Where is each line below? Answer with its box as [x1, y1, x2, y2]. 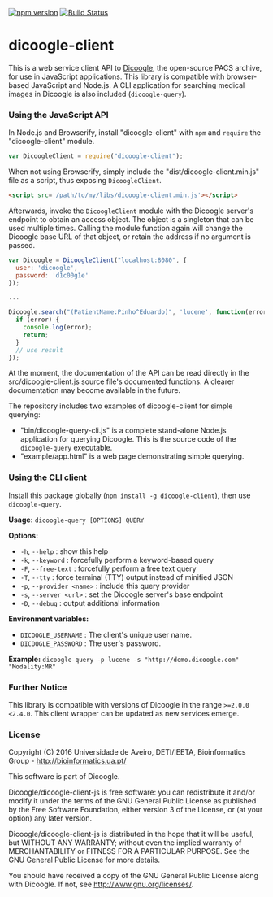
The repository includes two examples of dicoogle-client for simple [8, 401, 233, 411]
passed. [8, 240, 36, 250]
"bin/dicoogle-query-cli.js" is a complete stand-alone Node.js [19, 425, 227, 435]
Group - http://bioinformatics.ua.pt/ [8, 756, 127, 766]
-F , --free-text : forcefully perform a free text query [19, 564, 197, 573]
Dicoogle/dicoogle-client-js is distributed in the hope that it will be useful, [8, 830, 254, 839]
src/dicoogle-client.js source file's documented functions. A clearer [8, 377, 235, 386]
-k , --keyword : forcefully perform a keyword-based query [19, 555, 214, 564]
